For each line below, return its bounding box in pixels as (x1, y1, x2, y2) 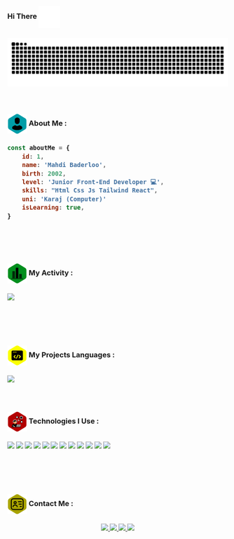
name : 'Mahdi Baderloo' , (22, 161, 107, 169)
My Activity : (28, 268, 74, 278)
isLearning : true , (22, 204, 85, 212)
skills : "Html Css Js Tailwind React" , (22, 187, 158, 194)
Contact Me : (28, 498, 74, 508)
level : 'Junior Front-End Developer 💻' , (22, 178, 165, 186)
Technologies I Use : (28, 416, 99, 426)
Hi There (7, 11, 37, 21)
